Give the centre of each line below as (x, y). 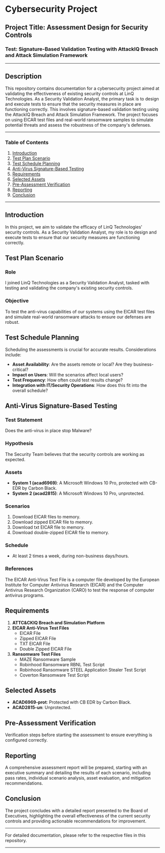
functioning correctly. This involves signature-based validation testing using (82, 109)
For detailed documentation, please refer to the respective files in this (75, 835)
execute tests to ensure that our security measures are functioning (72, 237)
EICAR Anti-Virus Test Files (41, 628)
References (19, 569)
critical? (20, 369)
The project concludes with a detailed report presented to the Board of (77, 810)
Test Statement (24, 420)
